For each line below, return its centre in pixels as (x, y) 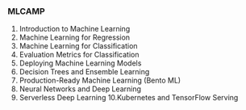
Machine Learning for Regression (75, 37)
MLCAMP (26, 11)
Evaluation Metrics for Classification (79, 55)
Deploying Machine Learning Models (80, 63)
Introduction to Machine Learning (75, 29)
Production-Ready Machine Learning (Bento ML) (100, 80)
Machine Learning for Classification (78, 46)
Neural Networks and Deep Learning (80, 89)
